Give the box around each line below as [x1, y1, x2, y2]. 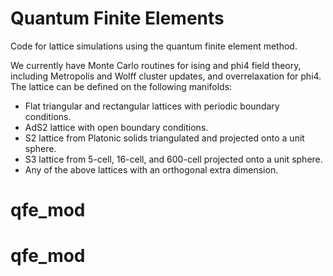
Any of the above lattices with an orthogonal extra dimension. [24, 163, 279, 176]
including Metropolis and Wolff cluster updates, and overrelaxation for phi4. [10, 70, 322, 82]
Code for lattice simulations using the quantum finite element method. [10, 40, 298, 52]
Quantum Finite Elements [10, 7, 225, 30]
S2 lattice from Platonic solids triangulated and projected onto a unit [24, 132, 305, 144]
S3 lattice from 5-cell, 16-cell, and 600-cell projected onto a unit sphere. [24, 153, 323, 165]
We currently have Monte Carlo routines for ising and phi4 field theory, [10, 59, 302, 71]
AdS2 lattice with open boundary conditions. [24, 121, 209, 133]
